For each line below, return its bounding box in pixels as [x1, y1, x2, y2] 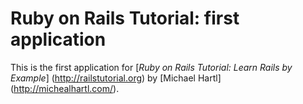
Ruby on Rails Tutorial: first [10, 7, 240, 30]
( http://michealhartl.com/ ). [10, 82, 120, 94]
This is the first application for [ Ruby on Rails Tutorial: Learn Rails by [10, 61, 293, 73]
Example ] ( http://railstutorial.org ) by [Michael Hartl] [10, 72, 222, 84]
